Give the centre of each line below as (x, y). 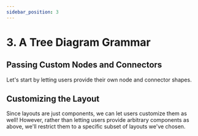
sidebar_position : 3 (33, 12)
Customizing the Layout (53, 99)
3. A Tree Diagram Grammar (79, 42)
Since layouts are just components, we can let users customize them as (97, 113)
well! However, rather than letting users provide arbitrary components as (98, 120)
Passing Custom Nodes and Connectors (84, 65)
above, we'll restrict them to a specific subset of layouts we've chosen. (96, 127)
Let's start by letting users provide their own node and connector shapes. (99, 80)
